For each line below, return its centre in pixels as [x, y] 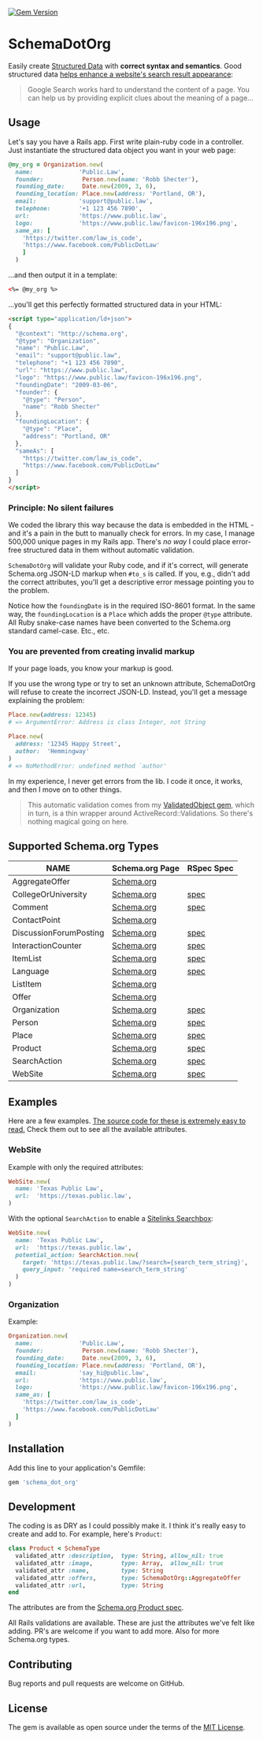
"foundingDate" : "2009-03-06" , [67, 385]
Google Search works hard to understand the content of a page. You [139, 89]
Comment [30, 907]
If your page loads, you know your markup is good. [91, 668]
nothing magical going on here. [78, 821]
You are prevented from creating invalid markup [102, 652]
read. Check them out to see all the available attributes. [98, 1130]
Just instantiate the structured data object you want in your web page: [122, 150]
